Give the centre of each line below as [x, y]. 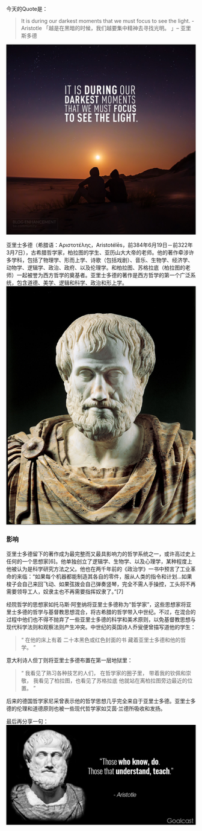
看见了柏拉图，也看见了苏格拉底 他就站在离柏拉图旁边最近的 [113, 680]
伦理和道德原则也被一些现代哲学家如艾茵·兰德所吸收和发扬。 [91, 708]
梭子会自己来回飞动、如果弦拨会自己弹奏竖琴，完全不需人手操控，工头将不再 [101, 584]
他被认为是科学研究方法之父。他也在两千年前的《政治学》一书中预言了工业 [98, 568]
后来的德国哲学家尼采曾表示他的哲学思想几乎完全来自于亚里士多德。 [90, 701]
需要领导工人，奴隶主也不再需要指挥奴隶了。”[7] [65, 591]
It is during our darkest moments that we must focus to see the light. [106, 21]
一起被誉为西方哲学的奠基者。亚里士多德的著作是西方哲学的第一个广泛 [103, 275]
